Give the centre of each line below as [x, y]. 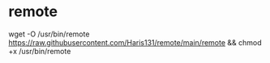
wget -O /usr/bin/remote [49, 34]
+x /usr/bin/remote [40, 51]
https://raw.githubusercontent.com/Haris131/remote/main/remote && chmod [135, 42]
